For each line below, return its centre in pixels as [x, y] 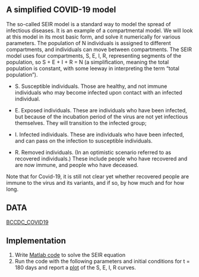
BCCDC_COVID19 [27, 222]
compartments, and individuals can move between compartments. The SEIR [99, 49]
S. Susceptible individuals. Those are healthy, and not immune [91, 86]
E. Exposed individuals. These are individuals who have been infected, [101, 110]
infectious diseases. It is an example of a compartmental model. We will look [99, 30]
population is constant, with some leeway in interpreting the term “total [93, 68]
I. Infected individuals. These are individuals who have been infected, [99, 134]
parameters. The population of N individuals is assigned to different [89, 43]
